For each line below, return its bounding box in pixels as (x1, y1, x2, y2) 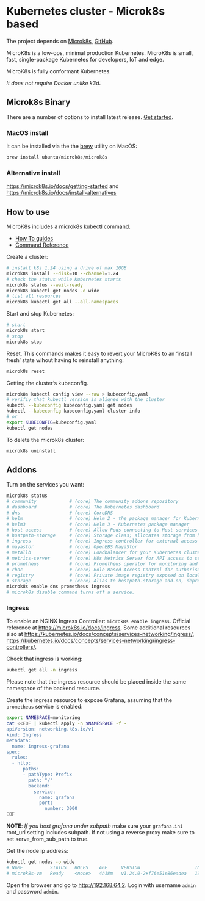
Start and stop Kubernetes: (6, 310, 74, 317)
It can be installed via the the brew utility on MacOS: (6, 142, 137, 150)
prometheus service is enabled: (6, 703, 83, 711)
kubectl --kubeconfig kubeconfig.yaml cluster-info (6, 408, 140, 414)
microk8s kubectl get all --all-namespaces (6, 299, 119, 305)
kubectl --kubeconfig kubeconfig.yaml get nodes (6, 402, 132, 408)
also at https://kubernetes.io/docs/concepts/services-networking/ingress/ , (6, 631, 195, 638)
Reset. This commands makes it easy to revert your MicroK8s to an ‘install (6, 350, 192, 357)
